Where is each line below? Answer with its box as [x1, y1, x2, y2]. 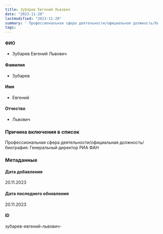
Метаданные [5, 157, 38, 164]
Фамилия [5, 62, 25, 68]
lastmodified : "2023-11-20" [5, 16, 62, 21]
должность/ [119, 140, 145, 145]
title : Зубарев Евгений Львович [5, 7, 70, 12]
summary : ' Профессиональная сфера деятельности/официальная [5, 20, 131, 26]
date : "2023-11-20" [5, 12, 45, 16]
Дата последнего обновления [5, 190, 69, 196]
